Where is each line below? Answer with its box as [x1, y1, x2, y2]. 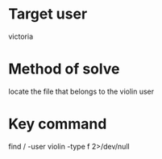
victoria [8, 31, 34, 41]
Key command [8, 115, 107, 133]
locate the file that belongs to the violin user [8, 86, 155, 96]
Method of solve [8, 60, 120, 78]
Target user [8, 5, 88, 23]
